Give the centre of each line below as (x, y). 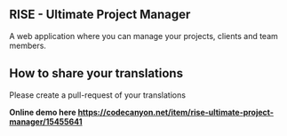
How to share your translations (96, 73)
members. (28, 45)
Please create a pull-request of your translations (98, 95)
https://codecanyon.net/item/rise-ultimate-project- (175, 112)
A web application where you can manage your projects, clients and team (143, 36)
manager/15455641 (46, 121)
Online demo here (43, 112)
